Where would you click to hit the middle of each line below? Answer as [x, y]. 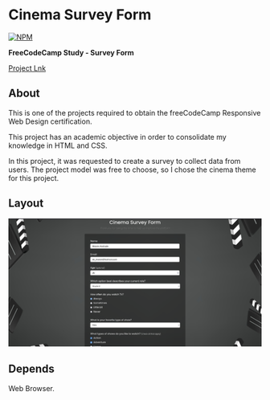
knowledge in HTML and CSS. [58, 145]
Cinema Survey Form [80, 15]
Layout [26, 204]
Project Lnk [27, 68]
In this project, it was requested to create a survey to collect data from [125, 161]
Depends [31, 369]
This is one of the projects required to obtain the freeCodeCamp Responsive [135, 112]
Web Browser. [31, 388]
